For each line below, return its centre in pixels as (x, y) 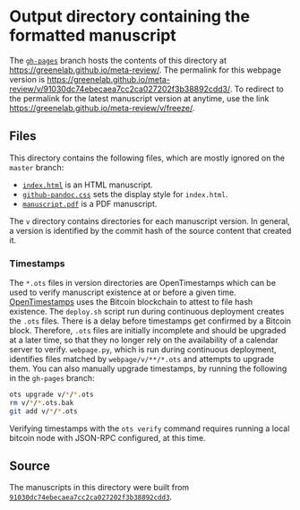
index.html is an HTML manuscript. (88, 185)
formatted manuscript (93, 35)
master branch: (37, 167)
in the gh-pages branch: (52, 378)
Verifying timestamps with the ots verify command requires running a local (150, 428)
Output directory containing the (130, 17)
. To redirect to (257, 89)
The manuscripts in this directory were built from (99, 488)
